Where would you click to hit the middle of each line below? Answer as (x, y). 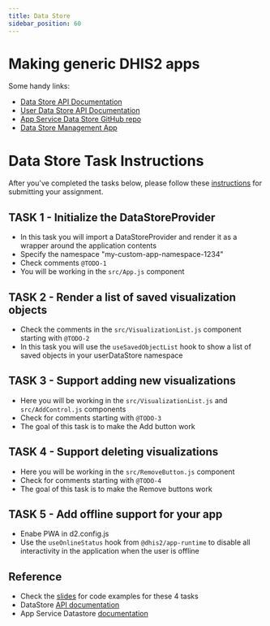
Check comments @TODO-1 (63, 263)
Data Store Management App (69, 128)
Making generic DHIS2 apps (104, 64)
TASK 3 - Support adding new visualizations (122, 381)
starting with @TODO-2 (55, 338)
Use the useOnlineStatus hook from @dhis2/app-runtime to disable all (135, 542)
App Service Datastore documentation (84, 614)
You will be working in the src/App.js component (102, 272)
